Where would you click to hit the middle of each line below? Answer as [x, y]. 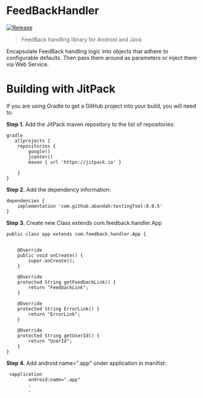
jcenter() [41, 157]
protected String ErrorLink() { [58, 309]
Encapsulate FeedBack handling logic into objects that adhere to [87, 51]
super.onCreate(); [52, 260]
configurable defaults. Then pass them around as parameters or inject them [102, 57]
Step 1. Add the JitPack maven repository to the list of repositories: [91, 124]
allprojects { [32, 141]
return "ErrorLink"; [54, 314]
